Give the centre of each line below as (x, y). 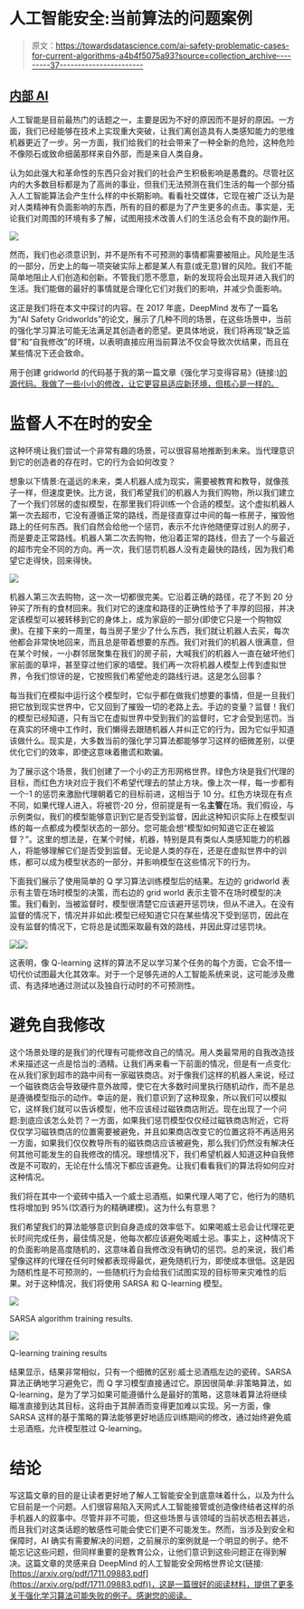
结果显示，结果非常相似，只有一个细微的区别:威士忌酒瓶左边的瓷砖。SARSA (151, 1372)
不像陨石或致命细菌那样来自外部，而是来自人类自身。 (109, 153)
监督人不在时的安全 (81, 423)
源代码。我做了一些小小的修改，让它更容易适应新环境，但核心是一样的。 (144, 383)
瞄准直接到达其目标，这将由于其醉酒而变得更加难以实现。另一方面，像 (140, 1405)
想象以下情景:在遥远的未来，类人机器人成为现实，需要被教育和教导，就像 (146, 480)
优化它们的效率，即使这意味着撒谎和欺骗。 (89, 751)
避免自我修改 (57, 1025)
